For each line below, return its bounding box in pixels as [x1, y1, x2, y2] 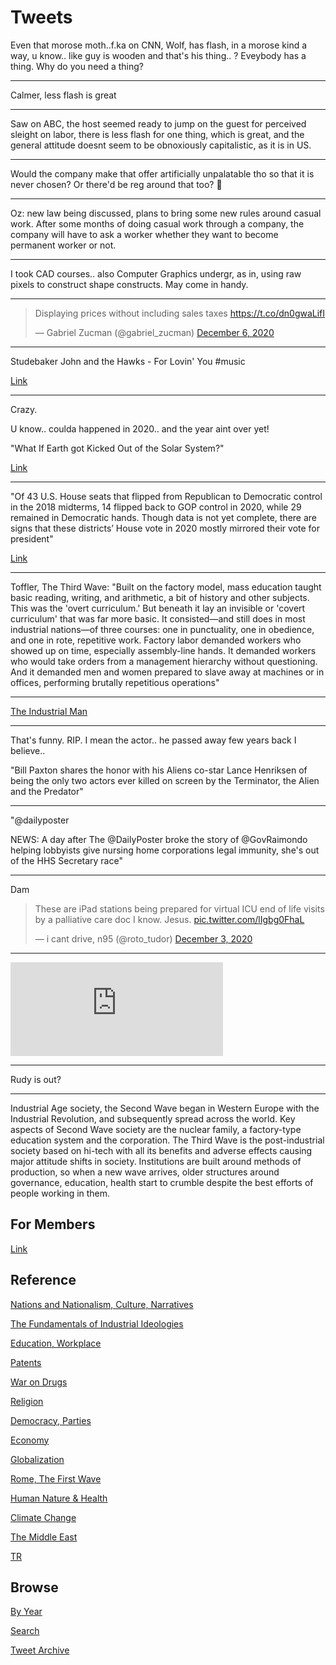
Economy [10, 1434, 50, 1446]
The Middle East [10, 1531, 78, 1543]
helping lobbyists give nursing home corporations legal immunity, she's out [10, 844, 320, 856]
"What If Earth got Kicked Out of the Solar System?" [10, 442, 225, 454]
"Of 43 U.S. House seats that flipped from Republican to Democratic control [10, 490, 323, 502]
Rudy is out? [10, 1073, 62, 1085]
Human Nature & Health [10, 1492, 108, 1504]
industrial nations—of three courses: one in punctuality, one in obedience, [10, 623, 315, 635]
